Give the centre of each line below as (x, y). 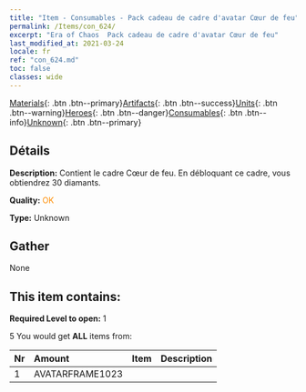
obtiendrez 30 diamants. (56, 182)
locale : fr (30, 52)
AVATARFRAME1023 (78, 374)
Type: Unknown (40, 217)
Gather (30, 246)
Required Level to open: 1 (58, 318)
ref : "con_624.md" (44, 60)
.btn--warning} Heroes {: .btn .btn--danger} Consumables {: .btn (126, 112)
